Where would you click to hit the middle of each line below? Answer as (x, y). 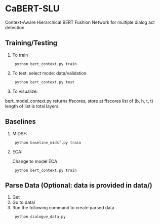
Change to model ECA (35, 161)
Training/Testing (31, 43)
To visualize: (25, 91)
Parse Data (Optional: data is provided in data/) (79, 185)
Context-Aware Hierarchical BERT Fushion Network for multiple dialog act (80, 22)
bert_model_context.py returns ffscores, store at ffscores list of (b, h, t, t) (79, 101)
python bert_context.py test (45, 82)
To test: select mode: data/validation (49, 73)
